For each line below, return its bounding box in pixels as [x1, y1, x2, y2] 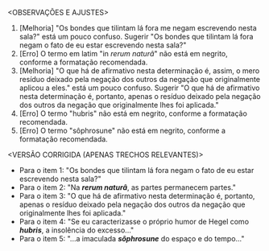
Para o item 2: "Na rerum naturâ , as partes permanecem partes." [19, 183, 237, 192]
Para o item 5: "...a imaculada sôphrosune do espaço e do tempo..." [19, 234, 245, 243]
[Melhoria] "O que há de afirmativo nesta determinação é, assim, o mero [19, 66, 260, 76]
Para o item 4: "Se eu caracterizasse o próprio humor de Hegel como [19, 217, 250, 226]
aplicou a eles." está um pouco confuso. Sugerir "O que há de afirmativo [19, 83, 260, 93]
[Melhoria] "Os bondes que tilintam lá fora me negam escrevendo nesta [19, 23, 257, 32]
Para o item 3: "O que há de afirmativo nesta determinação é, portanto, [19, 191, 255, 200]
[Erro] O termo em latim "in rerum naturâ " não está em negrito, [19, 49, 229, 58]
